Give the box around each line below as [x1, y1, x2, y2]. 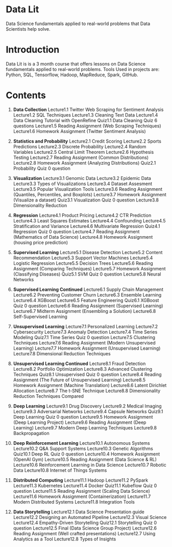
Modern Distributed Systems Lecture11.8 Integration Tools [13, 498, 135, 505]
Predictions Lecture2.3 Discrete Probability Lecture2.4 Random [13, 143, 146, 149]
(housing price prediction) [13, 239, 68, 245]
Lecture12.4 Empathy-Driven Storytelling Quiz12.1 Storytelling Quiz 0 [13, 519, 157, 526]
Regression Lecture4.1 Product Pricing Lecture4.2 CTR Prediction [13, 212, 152, 218]
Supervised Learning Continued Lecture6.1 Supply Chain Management [13, 286, 164, 292]
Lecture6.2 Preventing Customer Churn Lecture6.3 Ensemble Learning [13, 291, 162, 298]
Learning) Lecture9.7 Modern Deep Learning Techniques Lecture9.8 [13, 424, 157, 430]
